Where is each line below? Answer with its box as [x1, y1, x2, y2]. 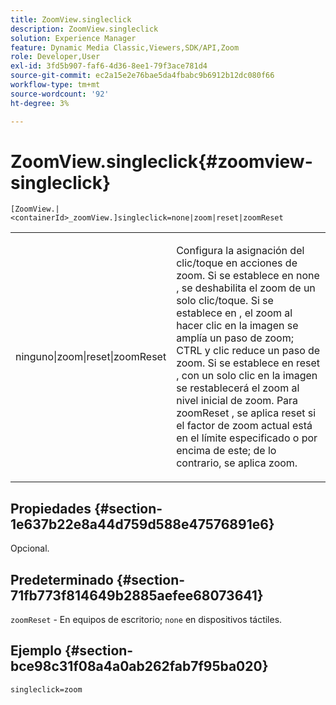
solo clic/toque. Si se [176, 294, 274, 308]
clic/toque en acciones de [176, 256, 298, 270]
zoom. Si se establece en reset [176, 356, 321, 370]
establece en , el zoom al [176, 306, 293, 320]
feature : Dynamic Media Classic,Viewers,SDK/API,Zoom [10, 42, 240, 53]
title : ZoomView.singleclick [10, 14, 132, 25]
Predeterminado [10, 571, 114, 588]
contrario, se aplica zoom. [176, 456, 298, 470]
